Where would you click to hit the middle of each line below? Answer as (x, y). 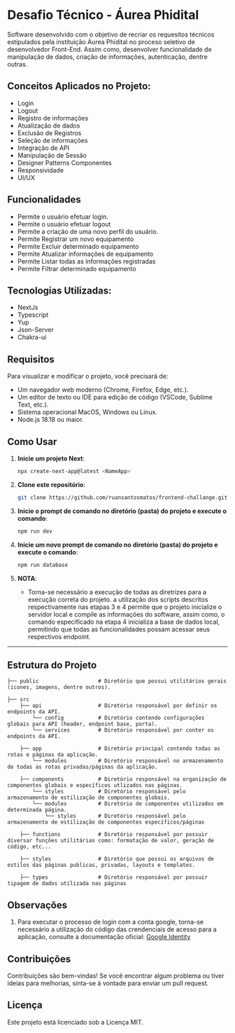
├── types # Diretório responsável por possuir (114, 877)
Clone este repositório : (51, 484)
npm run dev (35, 531)
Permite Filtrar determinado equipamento (77, 268)
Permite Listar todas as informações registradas (86, 261)
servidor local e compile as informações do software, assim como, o (126, 614)
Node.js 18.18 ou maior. (50, 420)
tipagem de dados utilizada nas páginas (67, 884)
